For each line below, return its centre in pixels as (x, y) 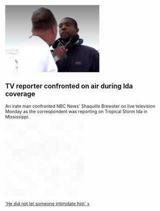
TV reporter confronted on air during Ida (69, 86)
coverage (20, 94)
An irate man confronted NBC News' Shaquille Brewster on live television (80, 106)
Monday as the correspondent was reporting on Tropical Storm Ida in (76, 111)
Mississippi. (17, 116)
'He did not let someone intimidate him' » (47, 203)
